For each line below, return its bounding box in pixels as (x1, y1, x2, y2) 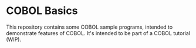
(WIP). (6, 36, 22, 43)
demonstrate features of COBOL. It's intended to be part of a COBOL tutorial (6, 29, 191, 36)
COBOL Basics (6, 4, 78, 18)
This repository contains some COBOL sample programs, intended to (6, 23, 173, 30)
